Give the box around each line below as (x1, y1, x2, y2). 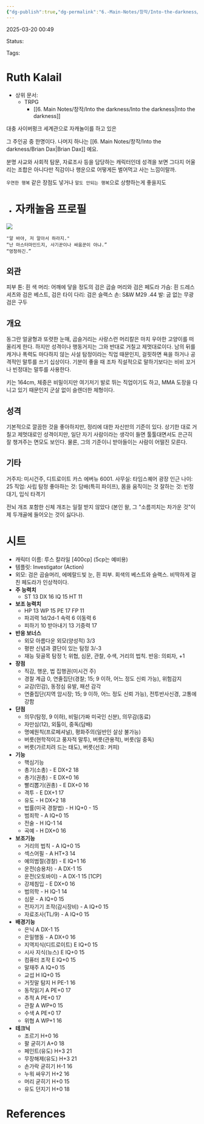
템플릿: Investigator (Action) (15, 563, 84, 570)
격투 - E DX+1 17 (24, 788, 64, 796)
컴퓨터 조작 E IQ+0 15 (24, 956, 76, 964)
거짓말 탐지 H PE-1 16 (24, 979, 76, 986)
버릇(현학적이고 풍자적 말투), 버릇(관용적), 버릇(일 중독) (24, 736, 155, 743)
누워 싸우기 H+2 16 (24, 1070, 70, 1077)
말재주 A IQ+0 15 (24, 964, 66, 971)
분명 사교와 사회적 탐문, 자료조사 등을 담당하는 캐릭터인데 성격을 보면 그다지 (6, 158, 185, 165)
